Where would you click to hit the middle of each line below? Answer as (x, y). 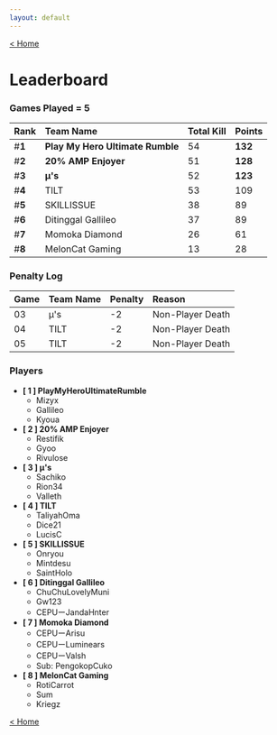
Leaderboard (59, 80)
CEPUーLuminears (70, 644)
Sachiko (51, 477)
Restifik (50, 438)
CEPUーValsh (61, 656)
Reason (169, 299)
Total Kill (207, 132)
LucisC (49, 534)
